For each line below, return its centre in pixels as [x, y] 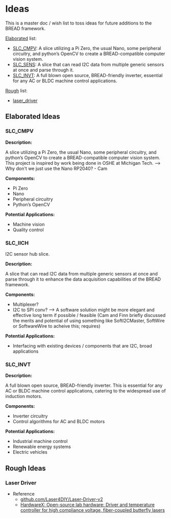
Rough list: [17, 90]
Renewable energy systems [42, 447]
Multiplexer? [26, 304]
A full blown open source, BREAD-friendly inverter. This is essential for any [84, 385]
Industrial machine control [40, 441]
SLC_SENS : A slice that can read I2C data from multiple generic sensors [88, 64]
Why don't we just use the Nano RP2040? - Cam [56, 168]
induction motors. [24, 397]
